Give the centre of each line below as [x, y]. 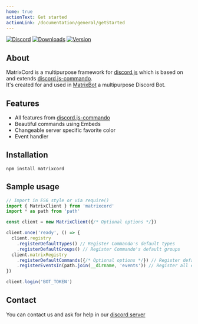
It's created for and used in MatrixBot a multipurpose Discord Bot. [86, 85]
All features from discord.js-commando [62, 118]
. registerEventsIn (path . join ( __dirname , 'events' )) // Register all [103, 266]
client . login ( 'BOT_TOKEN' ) [39, 282]
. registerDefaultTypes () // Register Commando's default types [96, 244]
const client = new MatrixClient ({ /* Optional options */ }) [82, 222]
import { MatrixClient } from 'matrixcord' [60, 206]
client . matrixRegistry [39, 255]
